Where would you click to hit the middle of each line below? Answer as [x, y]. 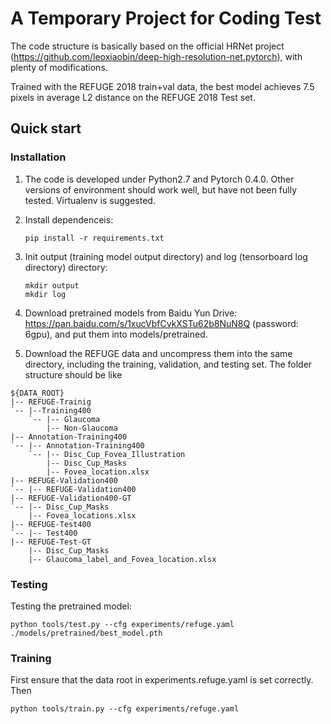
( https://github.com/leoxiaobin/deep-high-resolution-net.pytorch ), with [156, 56]
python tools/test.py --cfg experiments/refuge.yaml [122, 624]
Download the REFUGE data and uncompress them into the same [158, 353]
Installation [38, 157]
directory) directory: [66, 267]
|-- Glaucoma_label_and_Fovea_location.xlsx [122, 559]
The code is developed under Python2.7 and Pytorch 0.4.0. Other [159, 179]
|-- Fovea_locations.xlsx [82, 515]
